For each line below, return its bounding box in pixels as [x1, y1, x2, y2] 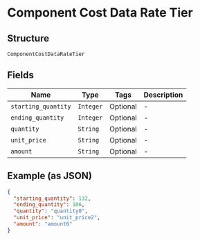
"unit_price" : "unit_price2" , [13, 214, 100, 221]
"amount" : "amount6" [13, 221, 73, 228]
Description [143, 90, 183, 100]
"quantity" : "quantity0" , [13, 207, 89, 215]
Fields [7, 69, 35, 81]
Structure [7, 33, 50, 44]
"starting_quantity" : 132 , [13, 195, 91, 202]
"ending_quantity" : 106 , [13, 201, 85, 208]
